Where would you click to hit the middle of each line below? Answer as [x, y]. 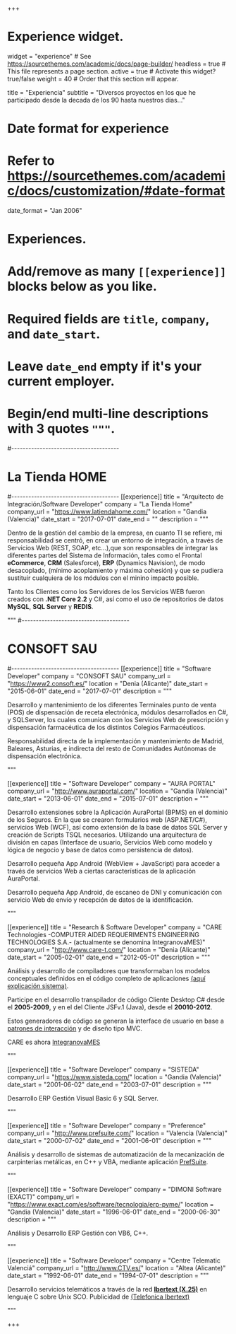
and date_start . [54, 334]
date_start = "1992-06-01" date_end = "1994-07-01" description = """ [108, 1275]
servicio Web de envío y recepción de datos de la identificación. [100, 900]
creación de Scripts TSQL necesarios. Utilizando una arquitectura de [107, 835]
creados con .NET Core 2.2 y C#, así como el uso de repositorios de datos [116, 599]
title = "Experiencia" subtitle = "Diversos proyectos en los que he [101, 92]
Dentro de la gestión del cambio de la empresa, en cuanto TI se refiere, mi [115, 533]
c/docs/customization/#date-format [116, 191]
